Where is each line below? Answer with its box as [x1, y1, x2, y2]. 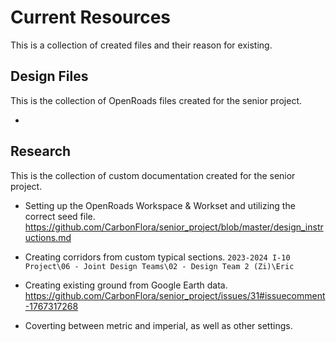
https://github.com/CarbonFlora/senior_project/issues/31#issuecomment [24, 289, 326, 301]
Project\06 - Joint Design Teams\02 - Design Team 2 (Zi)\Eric [24, 261, 295, 271]
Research [10, 143, 72, 160]
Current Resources [10, 6, 172, 29]
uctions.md [24, 231, 72, 243]
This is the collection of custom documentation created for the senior [10, 169, 296, 181]
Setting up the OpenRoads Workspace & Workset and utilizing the [24, 199, 296, 211]
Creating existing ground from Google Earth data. [24, 279, 228, 291]
